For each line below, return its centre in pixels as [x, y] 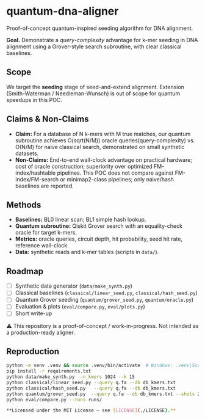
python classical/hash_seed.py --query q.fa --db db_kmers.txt [91, 388]
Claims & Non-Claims [48, 119]
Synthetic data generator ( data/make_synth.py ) [74, 286]
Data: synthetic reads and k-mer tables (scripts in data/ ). [87, 252]
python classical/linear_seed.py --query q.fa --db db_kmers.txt [91, 382]
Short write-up [34, 313]
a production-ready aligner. [41, 332]
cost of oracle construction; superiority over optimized [84, 166]
